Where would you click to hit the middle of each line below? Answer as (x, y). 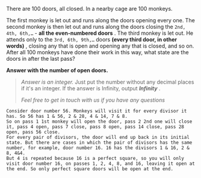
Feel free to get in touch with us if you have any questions (93, 100)
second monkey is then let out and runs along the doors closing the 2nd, (96, 27)
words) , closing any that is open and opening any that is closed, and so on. (100, 46)
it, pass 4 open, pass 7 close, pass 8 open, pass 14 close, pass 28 (95, 127)
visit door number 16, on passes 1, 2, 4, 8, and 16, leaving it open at (101, 164)
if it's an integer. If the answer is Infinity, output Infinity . (91, 88)
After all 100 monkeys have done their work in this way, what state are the (97, 52)
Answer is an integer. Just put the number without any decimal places (107, 82)
